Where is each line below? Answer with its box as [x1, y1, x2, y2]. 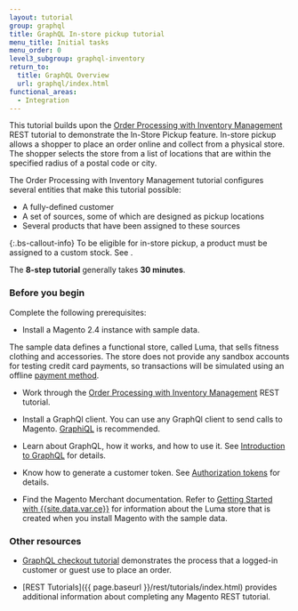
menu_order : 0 [9, 46, 62, 55]
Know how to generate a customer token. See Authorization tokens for [21, 467, 280, 478]
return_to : [9, 63, 50, 72]
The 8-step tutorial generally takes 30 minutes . [9, 264, 186, 276]
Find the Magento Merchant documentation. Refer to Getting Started [21, 494, 273, 504]
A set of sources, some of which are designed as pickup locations [21, 211, 265, 222]
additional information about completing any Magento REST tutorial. [21, 591, 271, 601]
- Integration [17, 95, 69, 105]
